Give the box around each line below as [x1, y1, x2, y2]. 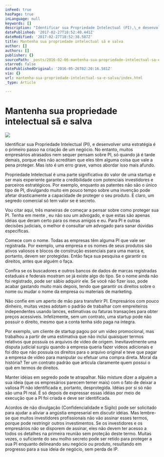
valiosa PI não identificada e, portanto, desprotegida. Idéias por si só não [5, 385, 152, 390]
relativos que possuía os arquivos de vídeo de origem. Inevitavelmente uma [5, 338, 157, 344]
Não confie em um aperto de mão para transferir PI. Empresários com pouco [5, 298, 159, 304]
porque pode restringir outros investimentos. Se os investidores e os [5, 420, 143, 426]
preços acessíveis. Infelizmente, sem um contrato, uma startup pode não [5, 313, 152, 319]
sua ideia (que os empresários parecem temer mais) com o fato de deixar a [5, 379, 156, 385]
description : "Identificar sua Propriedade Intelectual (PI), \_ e [5, 25, 141, 30]
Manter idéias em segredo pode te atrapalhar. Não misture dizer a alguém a [5, 374, 157, 380]
